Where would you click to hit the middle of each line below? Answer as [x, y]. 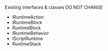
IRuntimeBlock [27, 22]
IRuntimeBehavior [30, 33]
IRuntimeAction [28, 17]
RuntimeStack [26, 44]
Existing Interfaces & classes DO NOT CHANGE [54, 7]
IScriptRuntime [28, 38]
